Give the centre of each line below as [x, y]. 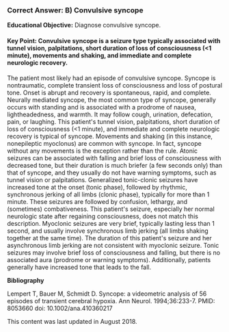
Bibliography [26, 280]
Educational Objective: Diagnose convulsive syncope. [84, 25]
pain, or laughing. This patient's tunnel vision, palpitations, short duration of [113, 121]
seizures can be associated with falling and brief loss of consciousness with [114, 158]
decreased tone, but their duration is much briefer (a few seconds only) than [115, 165]
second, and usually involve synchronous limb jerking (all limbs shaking [108, 231]
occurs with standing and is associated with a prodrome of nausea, [102, 107]
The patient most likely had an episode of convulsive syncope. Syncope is [111, 78]
